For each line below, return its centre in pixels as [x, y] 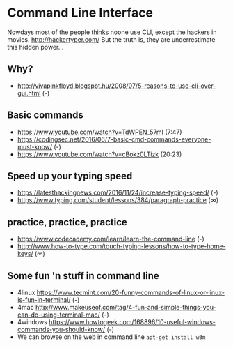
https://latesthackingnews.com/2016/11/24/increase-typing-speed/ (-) [118, 192]
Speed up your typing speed [70, 176]
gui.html [29, 93]
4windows [32, 322]
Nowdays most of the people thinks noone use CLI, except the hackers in [112, 32]
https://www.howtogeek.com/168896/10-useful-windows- [132, 322]
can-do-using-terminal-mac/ [59, 315]
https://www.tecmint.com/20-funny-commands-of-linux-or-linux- [130, 292]
